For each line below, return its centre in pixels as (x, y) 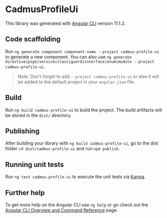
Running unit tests (35, 165)
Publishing (22, 131)
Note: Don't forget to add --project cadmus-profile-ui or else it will (88, 76)
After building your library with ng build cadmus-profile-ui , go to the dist (82, 143)
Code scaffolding (33, 39)
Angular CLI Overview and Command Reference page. (62, 210)
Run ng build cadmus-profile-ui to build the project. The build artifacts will (84, 110)
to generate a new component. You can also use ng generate (69, 57)
